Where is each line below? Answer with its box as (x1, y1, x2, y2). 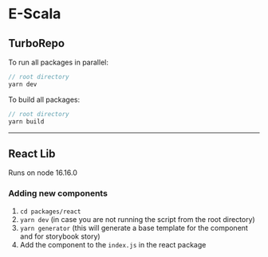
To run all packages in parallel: (8, 57, 109, 67)
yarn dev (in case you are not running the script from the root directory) (19, 214, 255, 224)
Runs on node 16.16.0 (8, 168, 77, 177)
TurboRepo (8, 37, 65, 50)
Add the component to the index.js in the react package (19, 239, 207, 249)
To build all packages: (8, 95, 81, 104)
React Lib (8, 146, 56, 160)
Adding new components (8, 188, 108, 199)
